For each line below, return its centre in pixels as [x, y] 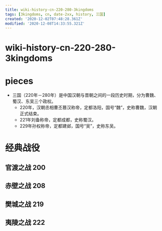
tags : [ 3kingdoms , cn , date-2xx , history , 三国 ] [55, 14]
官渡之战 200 [25, 168]
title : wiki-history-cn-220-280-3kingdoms [49, 10]
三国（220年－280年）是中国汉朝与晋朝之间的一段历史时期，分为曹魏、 [85, 95]
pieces [19, 81]
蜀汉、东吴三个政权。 [34, 101]
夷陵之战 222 [25, 223]
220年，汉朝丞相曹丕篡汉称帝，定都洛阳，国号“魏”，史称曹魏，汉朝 [88, 108]
